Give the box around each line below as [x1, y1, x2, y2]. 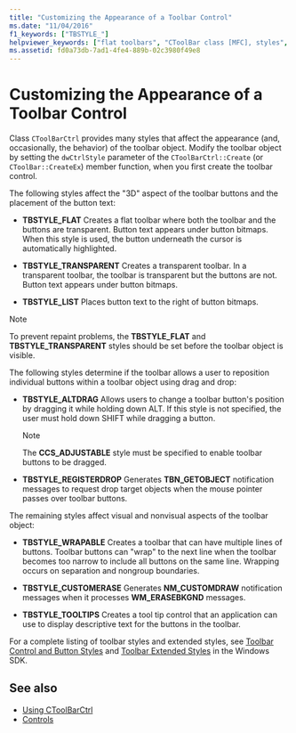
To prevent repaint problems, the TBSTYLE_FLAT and [9, 331, 206, 342]
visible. [9, 350, 36, 361]
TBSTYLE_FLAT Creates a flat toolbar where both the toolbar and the [21, 215, 276, 225]
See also [9, 680, 58, 696]
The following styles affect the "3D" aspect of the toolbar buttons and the [9, 188, 278, 199]
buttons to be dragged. [21, 457, 107, 468]
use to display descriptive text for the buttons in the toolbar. [21, 619, 242, 630]
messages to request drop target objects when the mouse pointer [21, 484, 263, 494]
